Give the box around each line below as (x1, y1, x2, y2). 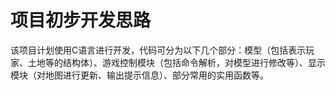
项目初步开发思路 (10, 9, 152, 32)
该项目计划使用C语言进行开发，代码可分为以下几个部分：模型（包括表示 (10, 44, 307, 56)
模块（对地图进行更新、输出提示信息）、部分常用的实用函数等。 (10, 69, 269, 81)
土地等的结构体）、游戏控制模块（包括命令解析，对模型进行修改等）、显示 (27, 56, 326, 68)
